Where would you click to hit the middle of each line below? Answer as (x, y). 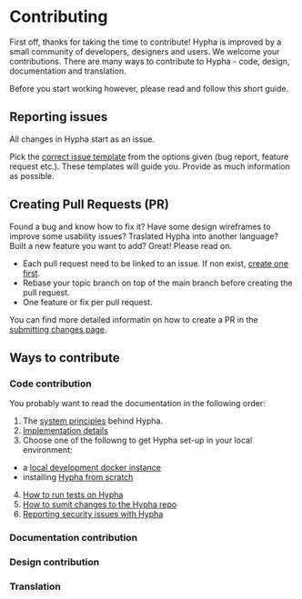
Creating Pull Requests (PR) (90, 205)
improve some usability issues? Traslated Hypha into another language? (144, 236)
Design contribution (55, 563)
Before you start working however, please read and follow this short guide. (149, 88)
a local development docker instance (92, 468)
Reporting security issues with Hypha (93, 514)
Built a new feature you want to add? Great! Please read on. (121, 245)
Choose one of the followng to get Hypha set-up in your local (137, 440)
